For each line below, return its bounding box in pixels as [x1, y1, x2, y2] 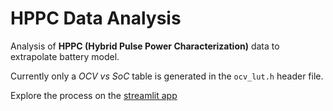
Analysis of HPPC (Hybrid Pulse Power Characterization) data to [10, 40, 280, 52]
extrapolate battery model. [10, 50, 120, 62]
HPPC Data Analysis [10, 7, 182, 30]
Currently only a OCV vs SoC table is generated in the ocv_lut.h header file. [10, 70, 324, 82]
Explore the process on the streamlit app [10, 89, 178, 101]
